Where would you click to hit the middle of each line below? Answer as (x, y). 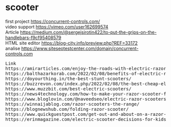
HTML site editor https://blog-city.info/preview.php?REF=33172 (72, 43)
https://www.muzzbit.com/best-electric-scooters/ (68, 89)
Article (12, 32)
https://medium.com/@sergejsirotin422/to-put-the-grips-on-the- (88, 32)
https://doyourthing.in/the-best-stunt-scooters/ (68, 78)
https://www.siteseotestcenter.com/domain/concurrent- (80, 48)
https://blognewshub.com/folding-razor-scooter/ (67, 109)
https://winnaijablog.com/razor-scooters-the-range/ (73, 104)
